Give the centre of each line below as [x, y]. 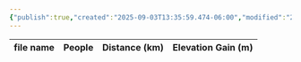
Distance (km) [133, 47]
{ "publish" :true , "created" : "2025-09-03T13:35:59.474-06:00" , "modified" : [148, 17]
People [78, 47]
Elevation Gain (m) [213, 47]
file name [34, 47]
